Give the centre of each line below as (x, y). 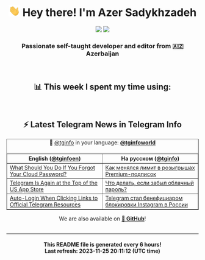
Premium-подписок (131, 174)
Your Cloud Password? (38, 174)
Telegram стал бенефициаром (144, 198)
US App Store (27, 189)
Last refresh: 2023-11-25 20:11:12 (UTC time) (103, 251)
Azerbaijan (103, 54)
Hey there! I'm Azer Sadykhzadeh (110, 12)
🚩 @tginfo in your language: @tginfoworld (103, 142)
